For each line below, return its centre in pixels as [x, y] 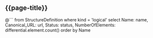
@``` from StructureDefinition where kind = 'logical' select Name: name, [76, 19]
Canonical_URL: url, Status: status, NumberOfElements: [60, 25]
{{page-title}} [26, 8]
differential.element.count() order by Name [48, 30]
